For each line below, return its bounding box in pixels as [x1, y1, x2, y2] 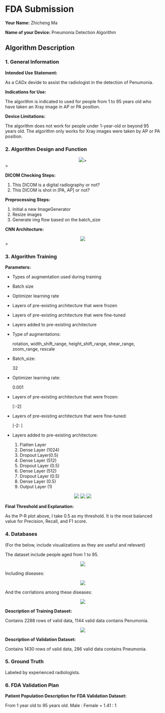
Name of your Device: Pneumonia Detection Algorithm [5, 29, 116, 35]
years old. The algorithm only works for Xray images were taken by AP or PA [5, 128, 161, 134]
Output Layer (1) [19, 484, 53, 490]
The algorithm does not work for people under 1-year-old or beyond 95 [5, 122, 149, 129]
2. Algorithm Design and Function [5, 146, 87, 153]
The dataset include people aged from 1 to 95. [5, 552, 99, 557]
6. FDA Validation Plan [5, 681, 59, 688]
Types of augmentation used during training [12, 274, 102, 280]
